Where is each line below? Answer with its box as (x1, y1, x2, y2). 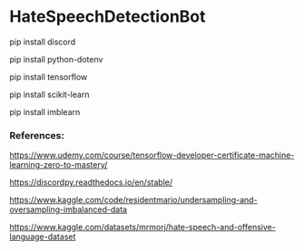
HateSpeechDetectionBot (9, 6, 206, 27)
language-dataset (9, 231, 76, 242)
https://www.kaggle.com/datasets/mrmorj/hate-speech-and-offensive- (9, 222, 277, 233)
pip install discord (9, 36, 76, 47)
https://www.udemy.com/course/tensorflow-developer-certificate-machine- (9, 150, 295, 160)
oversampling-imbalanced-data (9, 204, 128, 215)
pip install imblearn (9, 106, 81, 117)
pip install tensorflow (9, 71, 88, 82)
